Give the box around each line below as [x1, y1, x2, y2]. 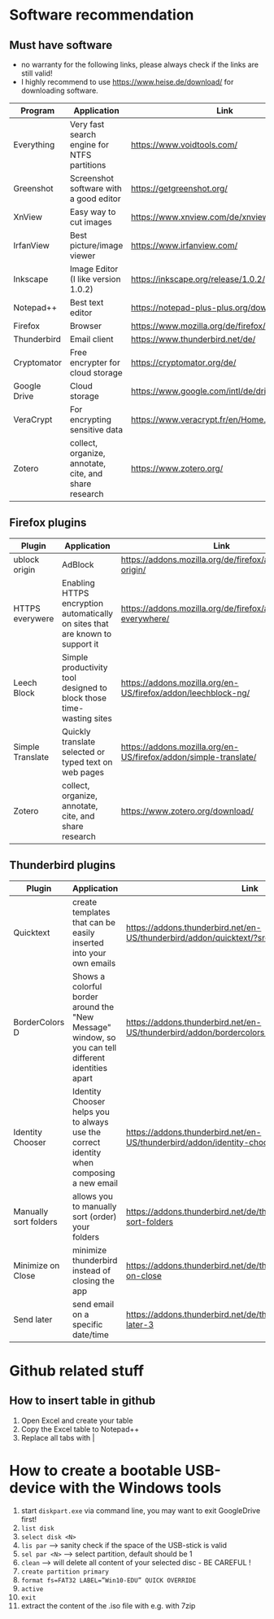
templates [72, 906, 111, 918]
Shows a [72, 971, 106, 982]
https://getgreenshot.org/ [130, 183, 228, 194]
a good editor [69, 193, 121, 204]
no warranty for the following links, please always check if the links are [20, 59, 259, 69]
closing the [72, 1275, 115, 1286]
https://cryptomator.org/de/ [130, 357, 237, 368]
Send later [13, 1314, 53, 1325]
